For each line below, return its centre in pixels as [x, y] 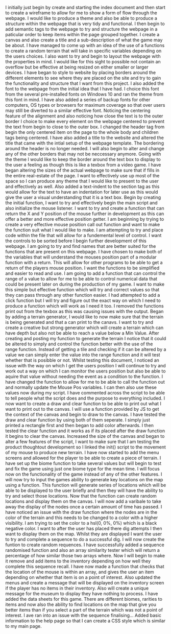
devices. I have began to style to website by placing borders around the [81, 73]
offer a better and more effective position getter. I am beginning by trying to [85, 219]
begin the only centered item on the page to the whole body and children [82, 132]
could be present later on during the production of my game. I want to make [85, 284]
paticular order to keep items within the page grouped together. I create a [82, 34]
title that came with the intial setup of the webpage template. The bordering [85, 143]
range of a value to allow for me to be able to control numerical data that [81, 279]
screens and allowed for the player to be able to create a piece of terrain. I [83, 458]
